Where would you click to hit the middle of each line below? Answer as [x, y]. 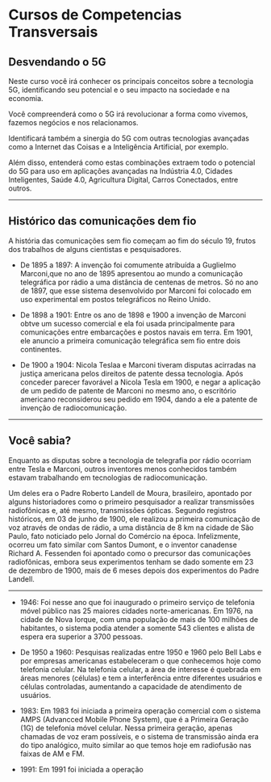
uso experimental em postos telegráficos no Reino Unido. [115, 299]
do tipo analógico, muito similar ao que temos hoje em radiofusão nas [135, 745]
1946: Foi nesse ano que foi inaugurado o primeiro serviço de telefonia [138, 602]
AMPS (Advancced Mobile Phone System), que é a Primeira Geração [134, 719]
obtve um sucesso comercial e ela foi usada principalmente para [127, 323]
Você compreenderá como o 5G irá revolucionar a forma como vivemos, [128, 114]
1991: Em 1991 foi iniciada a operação [81, 769]
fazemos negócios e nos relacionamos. [73, 122]
